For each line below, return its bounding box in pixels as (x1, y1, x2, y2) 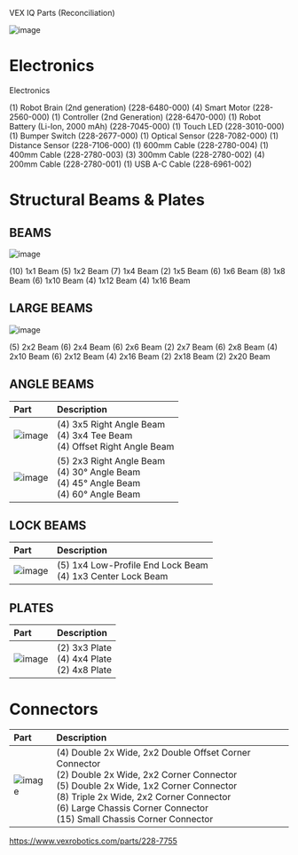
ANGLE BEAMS (9, 377, 95, 392)
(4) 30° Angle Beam (57, 466, 141, 478)
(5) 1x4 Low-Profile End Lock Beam (57, 559, 208, 571)
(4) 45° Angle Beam (57, 476, 141, 489)
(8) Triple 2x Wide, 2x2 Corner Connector (56, 791, 231, 804)
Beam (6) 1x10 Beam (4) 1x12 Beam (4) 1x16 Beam (9, 275, 191, 286)
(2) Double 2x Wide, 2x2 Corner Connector (56, 769, 238, 781)
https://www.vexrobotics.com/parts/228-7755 (9, 835, 177, 846)
